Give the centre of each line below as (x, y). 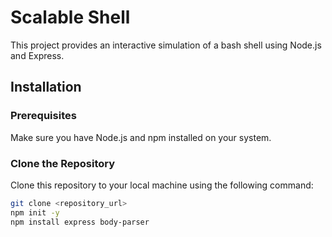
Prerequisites (43, 116)
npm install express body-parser (80, 222)
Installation (46, 87)
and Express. (37, 55)
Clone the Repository (63, 163)
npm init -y (35, 212)
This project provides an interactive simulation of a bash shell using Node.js (166, 45)
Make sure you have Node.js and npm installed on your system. (141, 137)
